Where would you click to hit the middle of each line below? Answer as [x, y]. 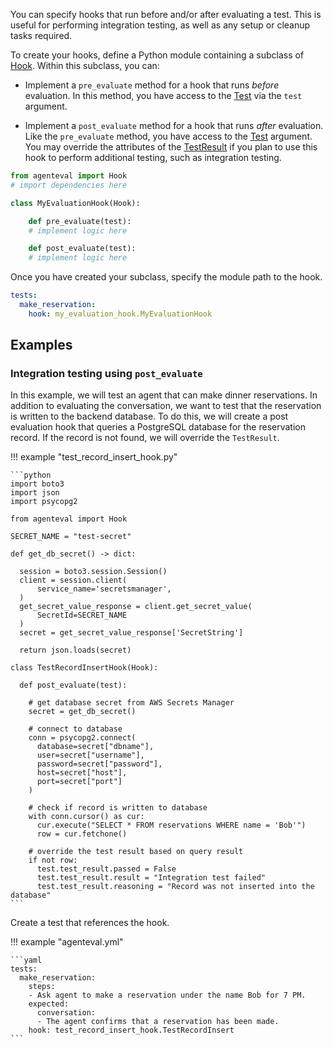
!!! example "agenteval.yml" [67, 942]
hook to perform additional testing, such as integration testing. [153, 157]
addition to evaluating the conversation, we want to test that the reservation [166, 406]
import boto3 [37, 484]
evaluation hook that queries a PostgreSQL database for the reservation [158, 427]
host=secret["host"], [82, 773]
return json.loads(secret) [75, 650]
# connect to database [75, 729]
